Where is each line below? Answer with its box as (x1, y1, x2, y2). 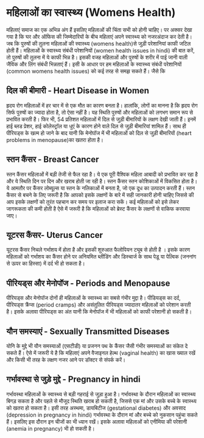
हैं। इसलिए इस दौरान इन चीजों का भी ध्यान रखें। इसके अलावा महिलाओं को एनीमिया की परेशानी (6, 418, 188, 425)
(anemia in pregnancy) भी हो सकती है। (6, 425, 95, 432)
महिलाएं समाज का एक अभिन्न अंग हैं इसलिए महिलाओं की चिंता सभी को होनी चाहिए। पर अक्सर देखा (6, 26, 192, 33)
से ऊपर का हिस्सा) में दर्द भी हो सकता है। (6, 260, 85, 267)
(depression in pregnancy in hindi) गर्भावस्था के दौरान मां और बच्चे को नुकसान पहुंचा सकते (6, 411, 198, 418)
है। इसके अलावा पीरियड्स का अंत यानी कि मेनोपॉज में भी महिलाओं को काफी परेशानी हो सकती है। (6, 308, 192, 316)
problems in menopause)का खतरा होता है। (6, 136, 104, 143)
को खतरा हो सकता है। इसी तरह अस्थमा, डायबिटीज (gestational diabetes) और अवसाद (6, 404, 186, 412)
